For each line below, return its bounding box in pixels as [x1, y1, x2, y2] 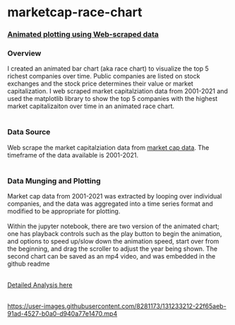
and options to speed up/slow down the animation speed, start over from [7, 237, 219, 245]
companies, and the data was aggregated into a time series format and [7, 199, 213, 208]
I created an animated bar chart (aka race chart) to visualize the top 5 [7, 64, 210, 73]
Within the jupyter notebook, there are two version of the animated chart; [7, 222, 220, 230]
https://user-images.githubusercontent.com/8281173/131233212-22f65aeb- [7, 302, 227, 310]
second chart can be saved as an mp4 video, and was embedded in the [7, 252, 216, 260]
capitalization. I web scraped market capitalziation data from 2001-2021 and [7, 87, 228, 95]
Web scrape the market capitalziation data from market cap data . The [7, 143, 210, 152]
